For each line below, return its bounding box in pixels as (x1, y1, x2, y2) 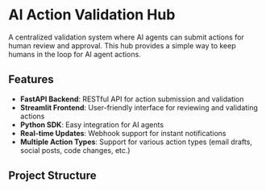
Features (8, 72, 54, 86)
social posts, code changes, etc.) (19, 145, 131, 155)
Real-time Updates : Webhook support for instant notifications (19, 128, 227, 138)
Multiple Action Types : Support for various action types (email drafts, (19, 137, 252, 147)
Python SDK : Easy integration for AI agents (19, 119, 164, 130)
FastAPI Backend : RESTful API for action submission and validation (19, 94, 244, 104)
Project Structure (8, 169, 97, 183)
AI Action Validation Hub (8, 6, 176, 24)
